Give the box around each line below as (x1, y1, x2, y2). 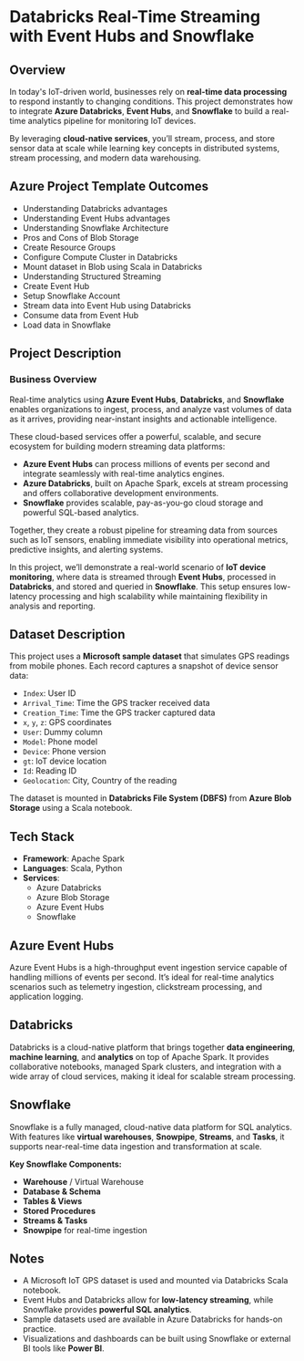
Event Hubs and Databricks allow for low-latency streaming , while (22, 1294, 274, 1305)
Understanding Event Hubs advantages (22, 213, 171, 223)
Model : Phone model (22, 736, 98, 747)
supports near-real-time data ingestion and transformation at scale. (9, 1140, 262, 1151)
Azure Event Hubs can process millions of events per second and (22, 458, 270, 469)
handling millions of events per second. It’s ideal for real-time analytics (9, 971, 275, 982)
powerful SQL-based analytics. (22, 506, 139, 517)
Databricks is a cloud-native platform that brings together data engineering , (9, 1042, 296, 1053)
